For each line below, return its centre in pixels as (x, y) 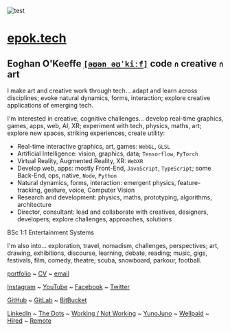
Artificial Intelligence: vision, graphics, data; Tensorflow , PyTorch (107, 154)
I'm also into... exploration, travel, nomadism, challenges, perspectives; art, (113, 246)
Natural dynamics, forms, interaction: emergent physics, (96, 183)
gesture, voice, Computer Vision (89, 190)
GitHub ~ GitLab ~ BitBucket (47, 300)
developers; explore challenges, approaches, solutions (94, 219)
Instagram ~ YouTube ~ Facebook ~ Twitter (69, 287)
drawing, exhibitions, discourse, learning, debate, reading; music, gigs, (107, 253)
